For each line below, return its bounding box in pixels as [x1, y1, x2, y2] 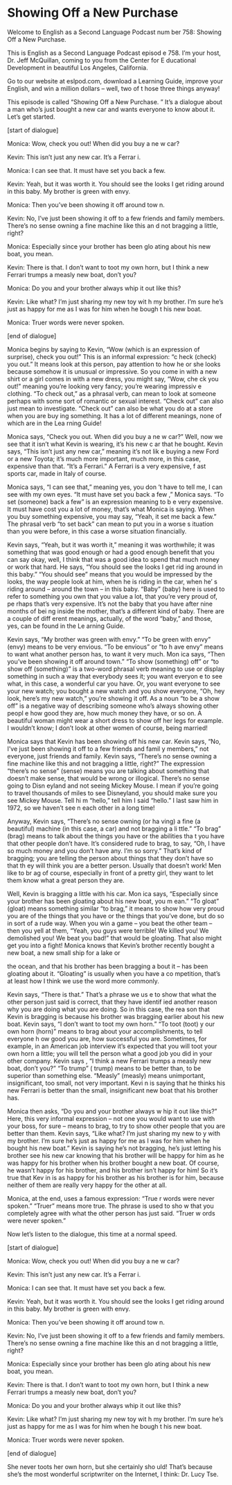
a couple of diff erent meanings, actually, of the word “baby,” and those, [7, 614, 213, 622]
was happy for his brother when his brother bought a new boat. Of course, [7, 1159, 220, 1167]
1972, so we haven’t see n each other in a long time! [7, 804, 155, 812]
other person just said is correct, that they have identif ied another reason [7, 997, 217, 1006]
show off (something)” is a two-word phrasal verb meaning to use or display [7, 665, 225, 673]
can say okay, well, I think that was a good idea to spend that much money [7, 555, 220, 563]
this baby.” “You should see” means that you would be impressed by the [7, 570, 213, 578]
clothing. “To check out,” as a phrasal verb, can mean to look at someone [7, 389, 217, 397]
